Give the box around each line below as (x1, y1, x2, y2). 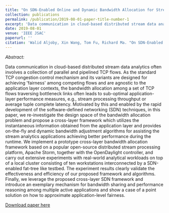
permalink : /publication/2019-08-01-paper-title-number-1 (5, 17, 129, 22)
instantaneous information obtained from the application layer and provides (5, 122, 161, 128)
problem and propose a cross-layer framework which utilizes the (5, 117, 139, 123)
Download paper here (5, 202, 50, 208)
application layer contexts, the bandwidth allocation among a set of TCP (5, 85, 154, 91)
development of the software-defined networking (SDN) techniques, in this (5, 106, 160, 112)
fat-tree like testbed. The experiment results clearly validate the (23, 165, 155, 171)
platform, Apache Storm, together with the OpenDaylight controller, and (5, 149, 153, 155)
